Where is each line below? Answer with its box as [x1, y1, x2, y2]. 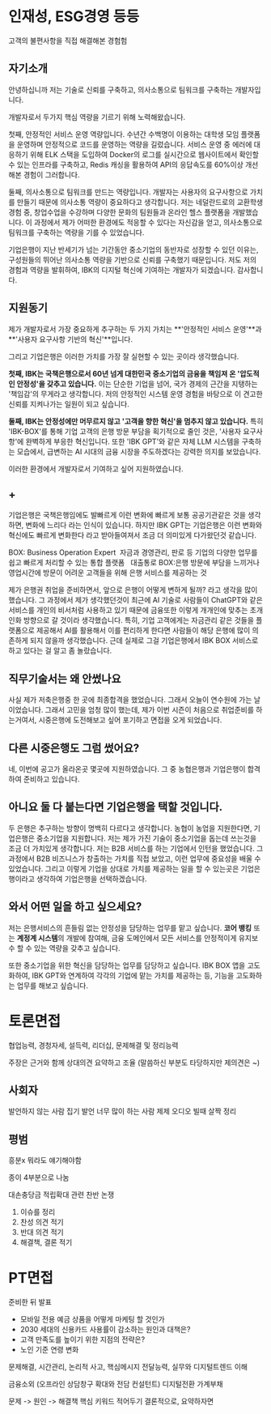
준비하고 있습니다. [23, 774, 80, 784]
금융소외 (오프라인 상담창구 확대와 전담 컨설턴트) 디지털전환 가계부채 [8, 1379, 224, 1389]
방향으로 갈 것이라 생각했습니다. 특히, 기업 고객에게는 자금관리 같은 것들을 [23, 615, 255, 625]
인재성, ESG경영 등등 [8, 7, 140, 26]
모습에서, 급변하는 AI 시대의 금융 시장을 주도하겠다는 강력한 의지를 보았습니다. [16, 446, 261, 456]
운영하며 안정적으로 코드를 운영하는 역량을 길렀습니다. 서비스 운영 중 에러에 [16, 139, 252, 149]
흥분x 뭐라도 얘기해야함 [8, 1156, 83, 1165]
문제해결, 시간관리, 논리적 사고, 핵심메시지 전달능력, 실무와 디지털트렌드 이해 [8, 1362, 248, 1372]
